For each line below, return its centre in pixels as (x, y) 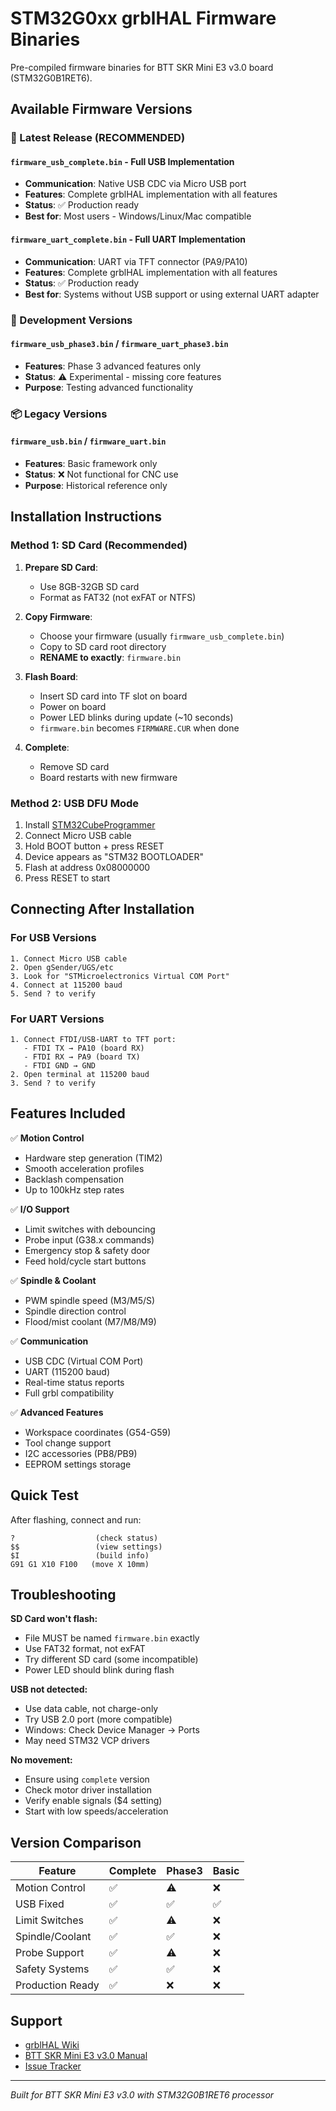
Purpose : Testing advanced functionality (109, 387)
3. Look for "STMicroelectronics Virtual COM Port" (120, 976)
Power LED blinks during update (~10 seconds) (136, 717)
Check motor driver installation (88, 1790)
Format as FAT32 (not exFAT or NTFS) (118, 597)
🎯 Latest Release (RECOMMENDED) (98, 138)
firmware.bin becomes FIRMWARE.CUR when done (139, 728)
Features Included (68, 1113)
